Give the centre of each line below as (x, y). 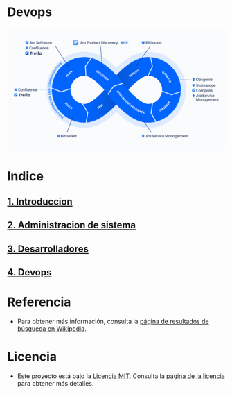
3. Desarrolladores (48, 249)
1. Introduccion (40, 202)
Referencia (39, 302)
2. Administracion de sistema (72, 225)
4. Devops (29, 272)
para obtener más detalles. (55, 384)
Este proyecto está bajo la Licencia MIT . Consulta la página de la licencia (121, 376)
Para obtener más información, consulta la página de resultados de (113, 322)
